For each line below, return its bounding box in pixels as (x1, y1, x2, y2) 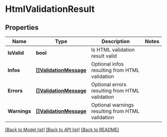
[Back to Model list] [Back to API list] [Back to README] (5, 127, 119, 133)
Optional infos (91, 61, 124, 68)
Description (101, 38, 130, 45)
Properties (5, 23, 39, 32)
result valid (91, 53, 117, 59)
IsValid (7, 50, 24, 56)
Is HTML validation (91, 46, 135, 53)
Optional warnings (91, 102, 134, 108)
